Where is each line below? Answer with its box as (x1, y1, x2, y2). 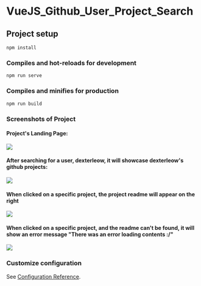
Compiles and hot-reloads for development (6, 59, 137, 67)
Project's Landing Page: (6, 130, 68, 137)
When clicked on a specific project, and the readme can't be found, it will (6, 224, 195, 231)
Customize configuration (6, 259, 82, 268)
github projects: (6, 163, 48, 171)
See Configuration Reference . (6, 273, 81, 280)
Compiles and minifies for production (6, 87, 119, 95)
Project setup (6, 29, 59, 39)
